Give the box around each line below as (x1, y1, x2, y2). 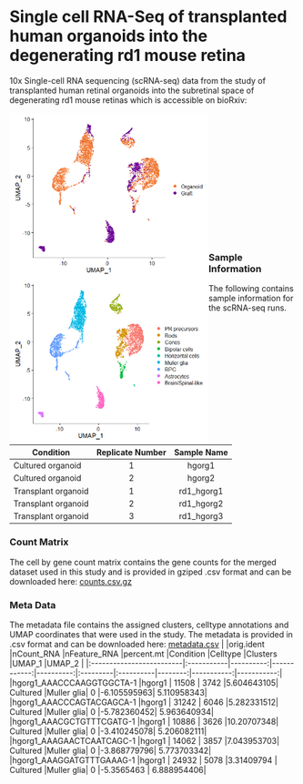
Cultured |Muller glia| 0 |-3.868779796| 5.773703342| (9, 745, 212, 757)
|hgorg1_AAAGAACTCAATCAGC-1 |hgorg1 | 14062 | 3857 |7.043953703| (9, 736, 280, 747)
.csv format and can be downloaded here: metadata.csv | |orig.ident (9, 639, 266, 650)
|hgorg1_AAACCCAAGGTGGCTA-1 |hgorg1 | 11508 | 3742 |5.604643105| (9, 677, 279, 688)
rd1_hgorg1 (178, 485, 224, 496)
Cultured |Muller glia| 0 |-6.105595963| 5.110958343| (9, 687, 207, 698)
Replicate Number (96, 446, 167, 457)
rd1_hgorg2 (178, 498, 224, 509)
